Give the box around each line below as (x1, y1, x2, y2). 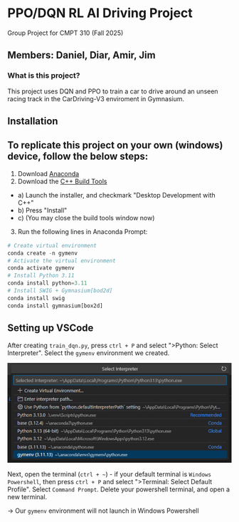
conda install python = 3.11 (7, 280, 87, 287)
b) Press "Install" (17, 205, 68, 215)
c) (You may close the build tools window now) (17, 213, 155, 222)
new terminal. (7, 493, 48, 501)
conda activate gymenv (7, 265, 75, 272)
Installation (7, 116, 58, 128)
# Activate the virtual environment (7, 257, 116, 265)
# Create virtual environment (7, 242, 97, 249)
